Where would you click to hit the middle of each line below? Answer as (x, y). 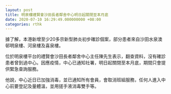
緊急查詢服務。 (25, 69)
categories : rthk (24, 24)
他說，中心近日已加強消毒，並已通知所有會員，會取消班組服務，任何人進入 (83, 80)
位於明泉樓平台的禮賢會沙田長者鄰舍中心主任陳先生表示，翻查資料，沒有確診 (85, 56)
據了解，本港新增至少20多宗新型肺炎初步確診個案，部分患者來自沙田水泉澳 (84, 39)
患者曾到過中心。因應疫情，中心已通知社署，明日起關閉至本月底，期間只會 (83, 63)
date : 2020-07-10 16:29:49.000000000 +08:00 (53, 19)
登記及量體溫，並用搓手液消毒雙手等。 (59, 86)
